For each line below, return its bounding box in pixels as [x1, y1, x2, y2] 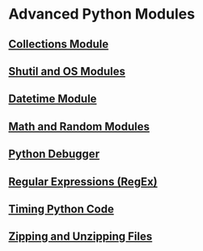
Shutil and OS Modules [8, 64, 126, 78]
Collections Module [8, 37, 109, 51]
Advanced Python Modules [8, 5, 196, 23]
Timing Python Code [8, 202, 115, 215]
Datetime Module [8, 92, 97, 106]
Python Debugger [8, 147, 99, 161]
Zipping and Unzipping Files [8, 230, 153, 244]
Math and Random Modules [8, 119, 150, 134]
